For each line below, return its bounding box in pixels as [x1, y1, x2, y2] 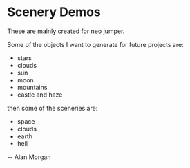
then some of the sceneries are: [7, 104, 98, 112]
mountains [17, 83, 48, 91]
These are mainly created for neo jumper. [7, 27, 125, 35]
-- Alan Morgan [7, 153, 51, 161]
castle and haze [17, 91, 63, 99]
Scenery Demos [7, 4, 102, 20]
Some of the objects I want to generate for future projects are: [7, 40, 184, 48]
